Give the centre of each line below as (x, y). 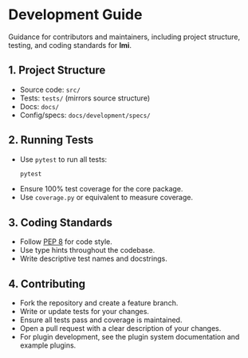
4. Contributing (47, 283)
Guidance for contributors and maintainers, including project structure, (124, 37)
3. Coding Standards (61, 222)
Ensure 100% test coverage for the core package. (101, 189)
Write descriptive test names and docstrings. (93, 259)
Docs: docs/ (39, 106)
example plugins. (48, 345)
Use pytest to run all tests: (63, 159)
